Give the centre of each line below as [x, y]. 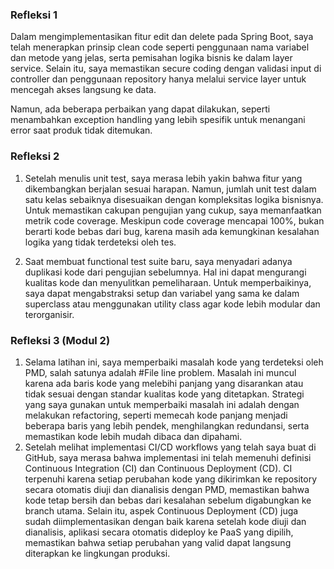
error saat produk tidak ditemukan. [81, 130]
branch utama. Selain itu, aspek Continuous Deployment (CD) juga [161, 510]
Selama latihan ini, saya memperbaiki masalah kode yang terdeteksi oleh [174, 362]
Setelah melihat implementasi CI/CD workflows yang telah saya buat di [170, 447]
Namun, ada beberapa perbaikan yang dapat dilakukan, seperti [140, 109]
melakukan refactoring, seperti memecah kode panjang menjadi [156, 415]
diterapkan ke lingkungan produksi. [97, 553]
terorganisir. [49, 314]
